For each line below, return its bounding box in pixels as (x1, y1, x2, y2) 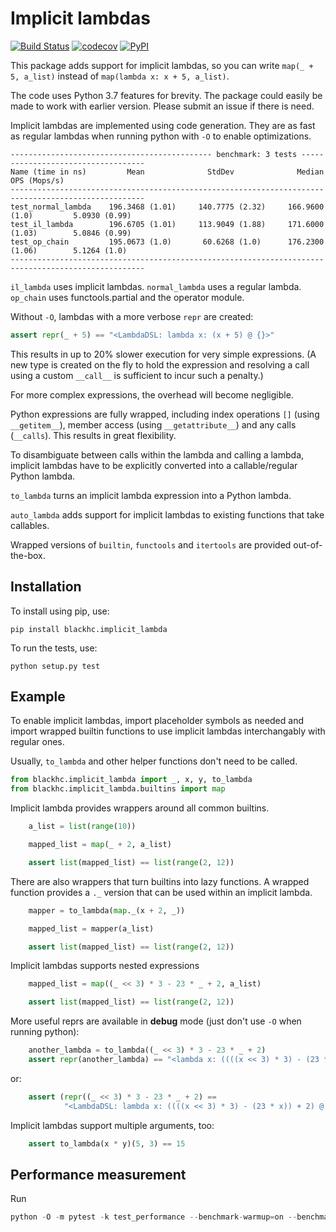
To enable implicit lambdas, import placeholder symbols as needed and (10, 715, 304, 727)
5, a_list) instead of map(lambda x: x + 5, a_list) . (10, 70, 230, 82)
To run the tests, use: (10, 642, 98, 654)
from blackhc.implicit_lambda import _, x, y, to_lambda (10, 775, 253, 785)
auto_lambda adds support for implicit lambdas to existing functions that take (10, 508, 325, 521)
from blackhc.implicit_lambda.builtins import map (10, 784, 226, 794)
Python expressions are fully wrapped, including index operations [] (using (10, 408, 320, 420)
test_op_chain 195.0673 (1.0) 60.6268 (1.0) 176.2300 (10, 237, 325, 247)
